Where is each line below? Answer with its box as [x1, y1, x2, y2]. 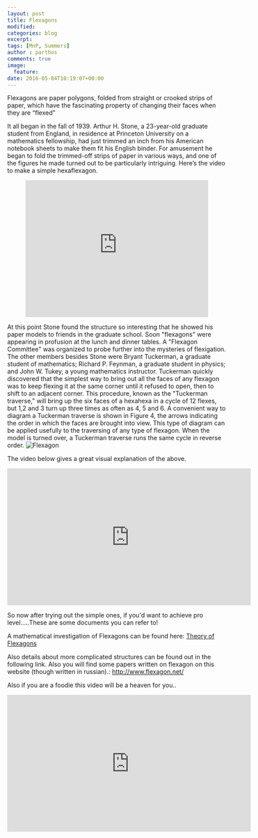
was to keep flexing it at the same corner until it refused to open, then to [7, 382, 214, 390]
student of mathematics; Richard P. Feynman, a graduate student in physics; [7, 360, 226, 369]
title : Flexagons [7, 17, 58, 24]
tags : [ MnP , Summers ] [7, 42, 70, 49]
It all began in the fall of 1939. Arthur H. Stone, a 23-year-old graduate [7, 122, 209, 131]
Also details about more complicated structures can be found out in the [7, 653, 211, 661]
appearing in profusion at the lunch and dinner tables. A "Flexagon [7, 338, 198, 346]
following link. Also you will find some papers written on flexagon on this [7, 660, 214, 668]
